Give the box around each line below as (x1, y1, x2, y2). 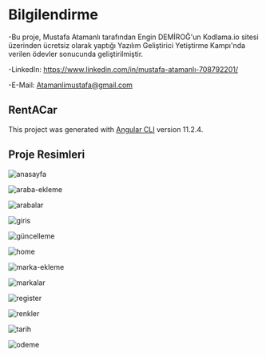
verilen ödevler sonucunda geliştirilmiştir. (8, 49, 144, 58)
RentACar (8, 103, 58, 117)
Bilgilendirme (8, 6, 98, 24)
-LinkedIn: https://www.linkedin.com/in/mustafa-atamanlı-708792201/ (8, 64, 238, 74)
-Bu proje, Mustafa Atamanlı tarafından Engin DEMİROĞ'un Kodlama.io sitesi (8, 32, 259, 42)
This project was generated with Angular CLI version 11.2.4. (8, 124, 204, 134)
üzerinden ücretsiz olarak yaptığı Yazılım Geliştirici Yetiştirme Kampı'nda (8, 40, 246, 50)
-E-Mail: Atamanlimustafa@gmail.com (8, 80, 133, 90)
